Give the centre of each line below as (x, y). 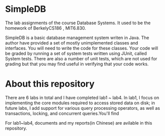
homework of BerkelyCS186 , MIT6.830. (46, 28)
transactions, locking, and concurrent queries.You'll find (62, 113)
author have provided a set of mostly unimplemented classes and (72, 43)
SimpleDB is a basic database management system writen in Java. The (77, 38)
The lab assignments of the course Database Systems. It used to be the (78, 23)
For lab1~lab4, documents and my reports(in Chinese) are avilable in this (79, 123)
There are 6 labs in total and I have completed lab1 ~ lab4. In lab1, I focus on (82, 97)
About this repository (50, 84)
